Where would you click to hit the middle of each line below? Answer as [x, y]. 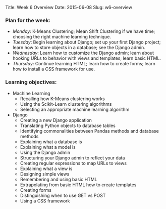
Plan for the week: [28, 20]
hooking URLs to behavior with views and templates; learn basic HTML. [87, 58]
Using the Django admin [45, 152]
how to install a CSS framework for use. [54, 69]
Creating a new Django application [56, 120]
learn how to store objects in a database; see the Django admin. [79, 48]
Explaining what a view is [46, 169]
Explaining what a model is [48, 147]
